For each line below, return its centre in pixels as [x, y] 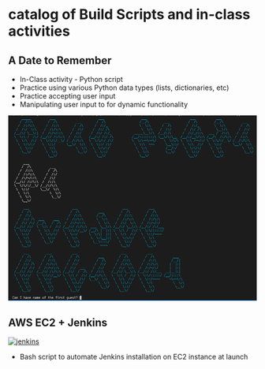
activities [39, 31]
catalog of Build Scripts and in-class [129, 15]
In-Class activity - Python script [71, 79]
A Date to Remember [60, 60]
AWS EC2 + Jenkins [58, 322]
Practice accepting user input [67, 96]
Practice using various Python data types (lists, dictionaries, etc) [124, 88]
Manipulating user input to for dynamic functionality [104, 104]
